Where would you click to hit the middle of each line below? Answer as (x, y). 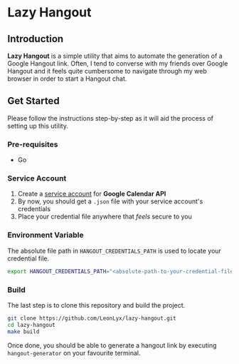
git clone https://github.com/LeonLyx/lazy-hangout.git (92, 318)
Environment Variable (46, 235)
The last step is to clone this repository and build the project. (96, 305)
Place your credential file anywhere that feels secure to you (105, 217)
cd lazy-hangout (31, 325)
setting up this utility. (38, 126)
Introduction (36, 39)
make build (23, 332)
